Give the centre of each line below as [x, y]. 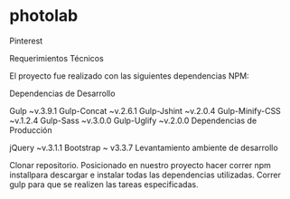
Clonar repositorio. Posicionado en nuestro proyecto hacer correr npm [140, 165]
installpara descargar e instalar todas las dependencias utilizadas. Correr [145, 175]
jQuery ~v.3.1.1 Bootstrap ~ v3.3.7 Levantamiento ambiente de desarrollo [144, 147]
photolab [44, 16]
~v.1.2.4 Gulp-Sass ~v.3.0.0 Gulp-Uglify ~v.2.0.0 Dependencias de [133, 120]
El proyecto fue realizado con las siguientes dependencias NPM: [130, 76]
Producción [31, 130]
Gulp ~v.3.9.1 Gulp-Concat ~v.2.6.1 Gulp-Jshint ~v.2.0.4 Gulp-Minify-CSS [145, 110]
